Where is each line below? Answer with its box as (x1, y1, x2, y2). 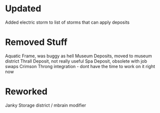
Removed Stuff (5, 37, 68, 48)
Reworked (5, 86, 48, 97)
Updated (5, 3, 41, 14)
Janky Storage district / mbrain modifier (5, 102, 86, 108)
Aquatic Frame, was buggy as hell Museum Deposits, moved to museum (5, 53, 152, 59)
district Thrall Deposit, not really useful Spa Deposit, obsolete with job (5, 58, 147, 64)
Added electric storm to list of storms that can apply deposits (5, 19, 130, 25)
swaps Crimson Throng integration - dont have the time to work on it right (5, 63, 156, 69)
